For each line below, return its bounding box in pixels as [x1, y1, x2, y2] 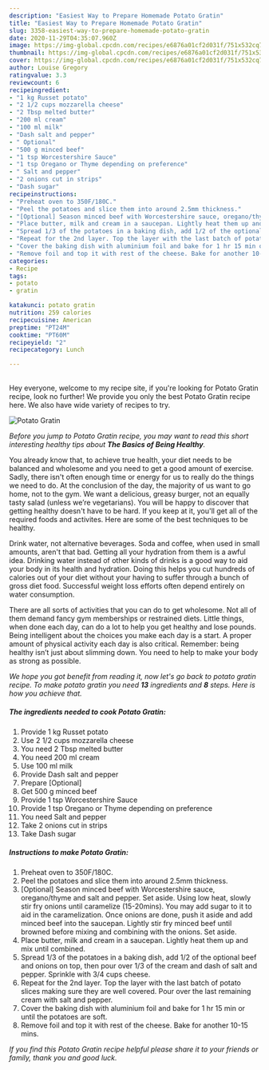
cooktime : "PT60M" [9, 331, 70, 339]
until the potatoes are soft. [20, 1012, 108, 1022]
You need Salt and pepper [20, 812, 107, 822]
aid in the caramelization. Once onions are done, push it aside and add [20, 910, 253, 920]
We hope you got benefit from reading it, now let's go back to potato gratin [9, 672, 256, 681]
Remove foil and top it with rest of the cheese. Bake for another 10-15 [20, 1020, 248, 1030]
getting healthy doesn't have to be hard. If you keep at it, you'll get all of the [9, 506, 259, 516]
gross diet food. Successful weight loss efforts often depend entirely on [9, 581, 246, 591]
